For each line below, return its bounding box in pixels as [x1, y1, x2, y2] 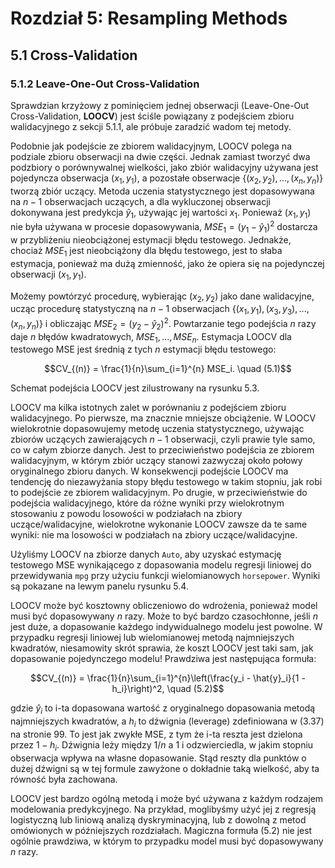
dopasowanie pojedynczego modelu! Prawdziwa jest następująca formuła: [10, 653, 317, 665]
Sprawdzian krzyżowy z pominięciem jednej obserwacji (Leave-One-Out [10, 99, 310, 111]
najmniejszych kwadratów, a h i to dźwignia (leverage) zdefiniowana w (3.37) [10, 715, 325, 729]
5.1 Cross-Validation [10, 47, 138, 64]
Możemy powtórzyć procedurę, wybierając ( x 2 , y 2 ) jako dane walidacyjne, [10, 290, 315, 304]
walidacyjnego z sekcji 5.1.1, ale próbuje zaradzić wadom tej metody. [10, 120, 292, 132]
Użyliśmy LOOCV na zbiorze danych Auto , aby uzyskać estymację [10, 548, 282, 561]
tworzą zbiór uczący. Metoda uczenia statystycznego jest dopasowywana [10, 185, 315, 197]
